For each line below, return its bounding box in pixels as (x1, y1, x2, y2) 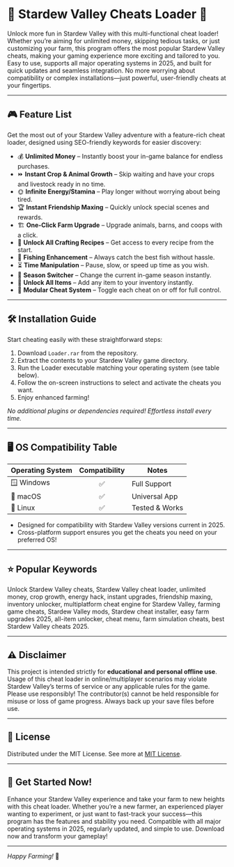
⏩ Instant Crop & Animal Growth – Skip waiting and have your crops (17, 170, 214, 178)
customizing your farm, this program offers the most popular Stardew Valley (7, 44, 225, 52)
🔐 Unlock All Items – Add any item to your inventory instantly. (17, 278, 194, 286)
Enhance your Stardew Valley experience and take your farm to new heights (7, 795, 225, 803)
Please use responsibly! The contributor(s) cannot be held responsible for (7, 689, 219, 698)
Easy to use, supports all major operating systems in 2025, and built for (7, 58, 212, 67)
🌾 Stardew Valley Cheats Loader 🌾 (7, 6, 208, 22)
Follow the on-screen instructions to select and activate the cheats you (17, 378, 221, 386)
